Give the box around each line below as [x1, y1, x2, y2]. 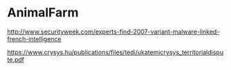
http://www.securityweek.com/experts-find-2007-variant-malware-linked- [7, 27, 220, 36]
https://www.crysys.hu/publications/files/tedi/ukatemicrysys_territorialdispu [7, 48, 223, 56]
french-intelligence [7, 34, 62, 43]
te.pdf [7, 55, 24, 63]
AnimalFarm [7, 5, 79, 21]
